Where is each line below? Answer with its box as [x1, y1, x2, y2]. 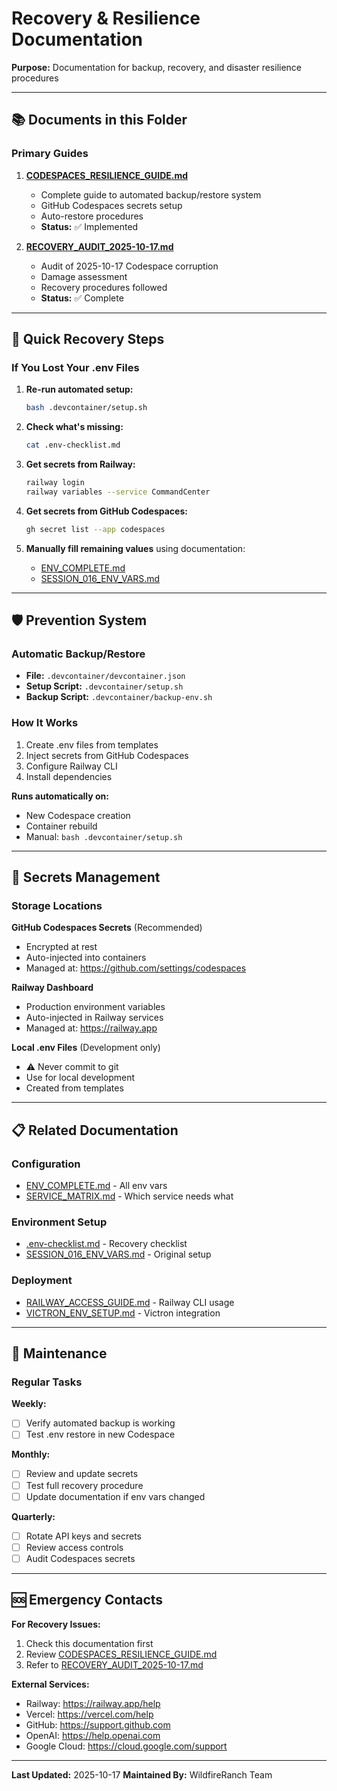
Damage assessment [40, 270, 128, 282]
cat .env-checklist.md [25, 440, 121, 451]
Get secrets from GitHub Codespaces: [25, 505, 188, 517]
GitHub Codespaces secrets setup [40, 199, 183, 211]
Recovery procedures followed [40, 281, 168, 293]
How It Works [11, 716, 79, 730]
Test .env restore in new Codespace [25, 1428, 176, 1441]
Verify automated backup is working [25, 1417, 176, 1429]
